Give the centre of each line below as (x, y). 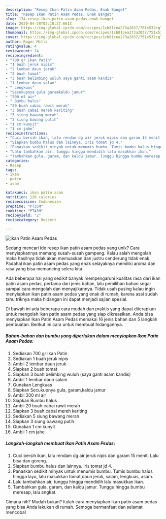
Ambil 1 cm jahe (29, 432)
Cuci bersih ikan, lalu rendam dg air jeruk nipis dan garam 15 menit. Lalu (86, 455)
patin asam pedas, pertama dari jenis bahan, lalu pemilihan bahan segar (79, 283)
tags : (11, 170)
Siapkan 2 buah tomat (35, 369)
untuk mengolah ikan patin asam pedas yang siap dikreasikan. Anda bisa (79, 314)
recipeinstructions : (27, 133)
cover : (12, 37)
